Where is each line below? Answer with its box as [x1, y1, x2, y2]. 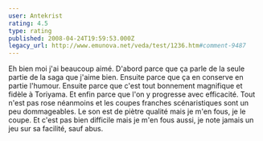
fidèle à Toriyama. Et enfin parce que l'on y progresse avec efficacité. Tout [8, 89, 256, 99]
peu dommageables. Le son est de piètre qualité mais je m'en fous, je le [8, 106, 246, 117]
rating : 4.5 [8, 19, 48, 27]
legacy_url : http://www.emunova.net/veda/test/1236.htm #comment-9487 [8, 42, 247, 50]
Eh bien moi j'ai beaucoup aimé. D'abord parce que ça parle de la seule [8, 64, 245, 73]
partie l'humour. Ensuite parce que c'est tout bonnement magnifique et [8, 81, 243, 91]
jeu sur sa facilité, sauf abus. [8, 124, 104, 134]
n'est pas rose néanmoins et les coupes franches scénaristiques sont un [8, 98, 249, 108]
